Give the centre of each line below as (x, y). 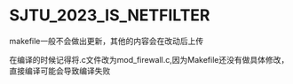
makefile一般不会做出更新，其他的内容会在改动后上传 (107, 41)
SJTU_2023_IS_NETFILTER (110, 15)
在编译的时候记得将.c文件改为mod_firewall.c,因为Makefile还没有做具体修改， (149, 59)
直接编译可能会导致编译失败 (60, 71)
